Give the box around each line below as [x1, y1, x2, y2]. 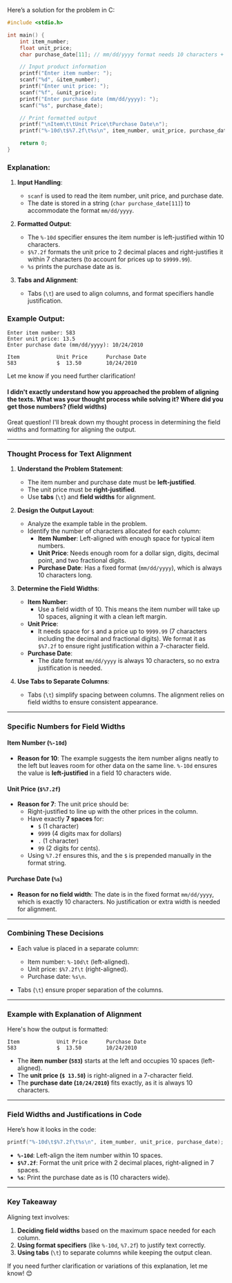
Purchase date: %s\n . [27, 972, 87, 980]
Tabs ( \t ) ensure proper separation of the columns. [17, 985, 164, 994]
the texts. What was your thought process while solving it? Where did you [7, 395, 224, 404]
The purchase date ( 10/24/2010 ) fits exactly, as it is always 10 [17, 1078, 193, 1087]
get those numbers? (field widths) [7, 402, 107, 411]
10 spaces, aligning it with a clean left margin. [37, 612, 168, 621]
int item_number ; [19, 38, 70, 45]
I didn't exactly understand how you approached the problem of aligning [7, 388, 219, 396]
